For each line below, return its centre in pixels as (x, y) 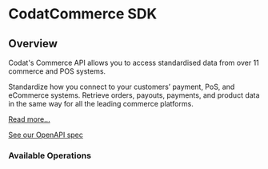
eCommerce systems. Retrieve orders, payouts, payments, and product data (134, 95)
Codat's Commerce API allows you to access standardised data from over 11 (134, 62)
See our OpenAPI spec (46, 135)
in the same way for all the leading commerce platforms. (101, 104)
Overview (33, 44)
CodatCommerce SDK (83, 14)
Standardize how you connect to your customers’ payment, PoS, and (122, 87)
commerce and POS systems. (57, 71)
